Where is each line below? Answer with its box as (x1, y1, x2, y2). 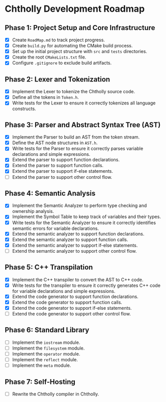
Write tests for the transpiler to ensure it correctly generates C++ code (12, 282, 161, 288)
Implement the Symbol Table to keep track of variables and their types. (12, 213, 161, 220)
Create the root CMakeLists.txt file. (12, 54, 87, 60)
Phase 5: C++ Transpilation (5, 263, 93, 272)
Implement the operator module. (12, 351, 80, 357)
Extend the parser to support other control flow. (12, 174, 113, 180)
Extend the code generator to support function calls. (12, 299, 123, 305)
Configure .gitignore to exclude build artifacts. (12, 60, 112, 66)
